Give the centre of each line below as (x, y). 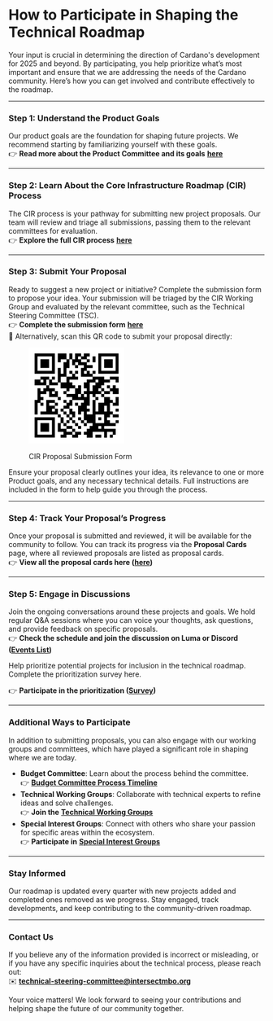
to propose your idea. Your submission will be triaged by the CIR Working (131, 298)
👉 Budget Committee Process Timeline (89, 782)
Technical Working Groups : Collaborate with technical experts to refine (141, 794)
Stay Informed (37, 873)
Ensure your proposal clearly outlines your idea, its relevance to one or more (136, 472)
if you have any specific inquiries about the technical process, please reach (135, 963)
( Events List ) (30, 650)
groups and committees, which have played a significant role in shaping (128, 749)
